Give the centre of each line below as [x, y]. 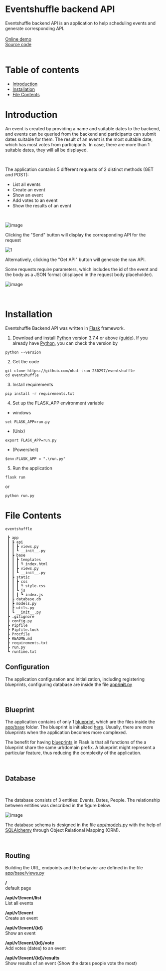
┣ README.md [20, 638]
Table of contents [42, 70]
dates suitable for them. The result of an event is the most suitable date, [79, 139]
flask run [15, 477]
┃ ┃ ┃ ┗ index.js [25, 595]
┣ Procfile [18, 634]
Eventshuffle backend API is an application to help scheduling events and [81, 23]
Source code [18, 44]
